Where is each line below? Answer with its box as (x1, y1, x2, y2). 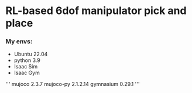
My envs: (5, 37, 33, 46)
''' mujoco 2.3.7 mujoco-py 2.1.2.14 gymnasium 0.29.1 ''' (5, 81, 140, 88)
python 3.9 (13, 57, 40, 64)
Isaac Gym (13, 69, 40, 77)
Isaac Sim (13, 63, 38, 70)
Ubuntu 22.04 (13, 51, 48, 58)
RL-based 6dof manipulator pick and (5, 4, 187, 18)
